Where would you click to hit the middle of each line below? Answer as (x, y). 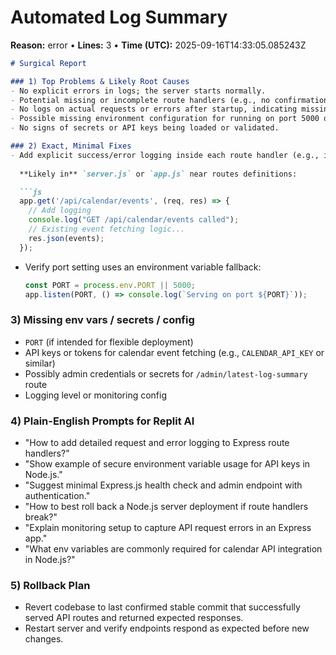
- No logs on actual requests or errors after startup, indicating (154, 109)
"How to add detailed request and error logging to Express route (157, 443)
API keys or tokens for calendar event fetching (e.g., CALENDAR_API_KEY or (174, 352)
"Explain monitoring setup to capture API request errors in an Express (168, 528)
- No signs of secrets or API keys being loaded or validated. (145, 128)
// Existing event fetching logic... (107, 229)
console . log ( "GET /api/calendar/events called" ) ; (134, 220)
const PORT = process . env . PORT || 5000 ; (110, 285)
